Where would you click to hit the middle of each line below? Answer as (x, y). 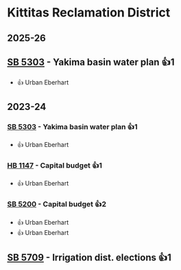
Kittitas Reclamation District (89, 13)
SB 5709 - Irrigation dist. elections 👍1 (89, 258)
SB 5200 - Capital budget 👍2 (57, 204)
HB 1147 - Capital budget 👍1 (55, 165)
